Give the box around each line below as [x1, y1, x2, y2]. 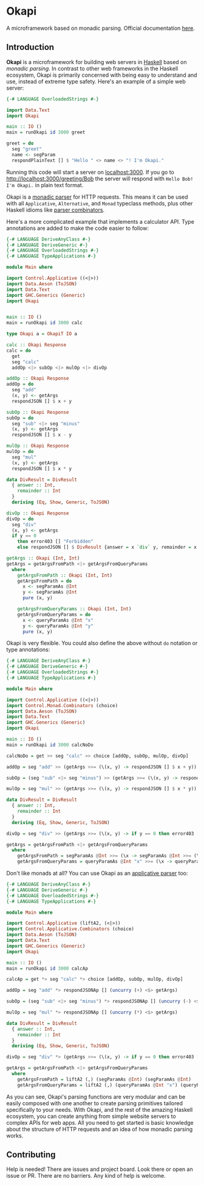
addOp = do [6, 381, 34, 388]
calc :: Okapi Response [6, 342, 67, 348]
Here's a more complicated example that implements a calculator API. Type [6, 218, 194, 225]
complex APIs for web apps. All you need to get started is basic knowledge [6, 1119, 194, 1126]
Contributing [6, 1150, 56, 1160]
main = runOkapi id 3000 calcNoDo [6, 742, 94, 748]
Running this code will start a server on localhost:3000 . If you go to [6, 168, 174, 176]
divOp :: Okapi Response [6, 510, 69, 516]
